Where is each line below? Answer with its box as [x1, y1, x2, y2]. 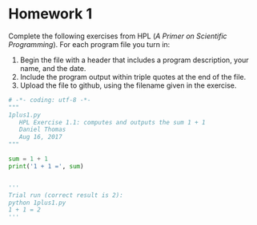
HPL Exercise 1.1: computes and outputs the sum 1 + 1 [18, 118, 206, 126]
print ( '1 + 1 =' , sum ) [8, 162, 84, 170]
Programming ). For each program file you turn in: [8, 39, 171, 49]
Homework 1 [8, 5, 93, 23]
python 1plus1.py [8, 199, 66, 207]
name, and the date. [19, 63, 86, 73]
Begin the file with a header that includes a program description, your [19, 55, 250, 65]
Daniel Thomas [18, 125, 66, 134]
